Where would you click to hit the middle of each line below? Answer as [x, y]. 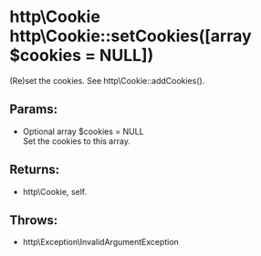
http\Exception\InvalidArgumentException [101, 242]
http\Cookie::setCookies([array [131, 36]
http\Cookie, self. [55, 191]
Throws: [34, 220]
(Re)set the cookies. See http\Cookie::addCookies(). [107, 80]
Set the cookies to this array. [76, 141]
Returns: [35, 170]
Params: [33, 110]
